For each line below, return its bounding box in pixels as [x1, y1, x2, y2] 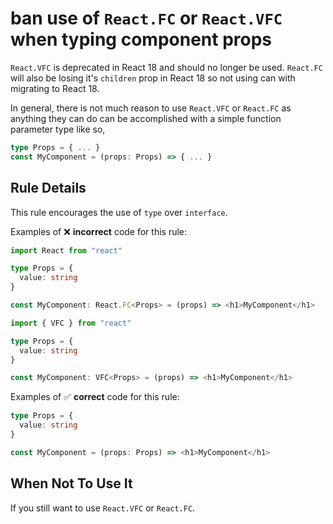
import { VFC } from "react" [10, 318, 132, 328]
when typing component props [10, 28, 273, 51]
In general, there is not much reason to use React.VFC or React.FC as [10, 102, 292, 114]
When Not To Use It [10, 475, 133, 492]
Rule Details [10, 180, 87, 197]
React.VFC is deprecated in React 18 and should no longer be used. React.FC [10, 61, 323, 73]
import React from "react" [10, 245, 123, 256]
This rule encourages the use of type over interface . [10, 206, 228, 218]
